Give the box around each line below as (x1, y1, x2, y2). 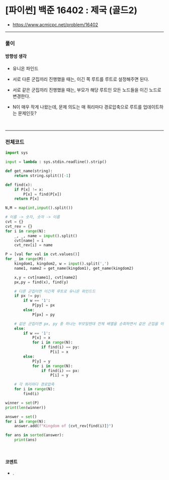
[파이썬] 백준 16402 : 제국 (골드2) (5, 5, 137, 16)
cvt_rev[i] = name (14, 243, 53, 248)
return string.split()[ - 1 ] (14, 173, 71, 178)
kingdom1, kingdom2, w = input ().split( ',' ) (14, 261, 109, 266)
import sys (5, 150, 28, 155)
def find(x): (5, 182, 33, 187)
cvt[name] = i (14, 238, 44, 243)
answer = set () (5, 414, 37, 419)
